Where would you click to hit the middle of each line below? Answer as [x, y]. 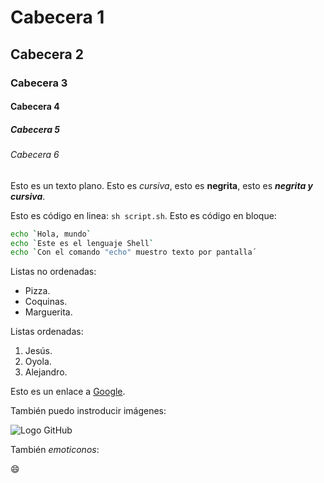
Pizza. [37, 291]
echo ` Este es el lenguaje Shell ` [82, 243]
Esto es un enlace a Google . [68, 392]
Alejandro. [46, 372]
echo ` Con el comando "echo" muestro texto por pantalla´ [133, 252]
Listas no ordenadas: [53, 272]
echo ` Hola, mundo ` [51, 234]
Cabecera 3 [39, 83]
